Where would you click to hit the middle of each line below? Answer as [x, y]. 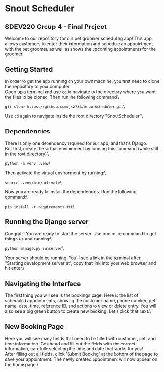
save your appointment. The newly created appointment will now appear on [81, 359]
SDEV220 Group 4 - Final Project [56, 27]
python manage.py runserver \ [35, 248]
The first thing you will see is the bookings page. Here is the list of [72, 295]
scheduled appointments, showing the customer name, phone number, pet [80, 301]
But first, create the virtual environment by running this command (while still [82, 148]
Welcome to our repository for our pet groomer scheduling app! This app [78, 38]
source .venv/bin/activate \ [34, 182]
